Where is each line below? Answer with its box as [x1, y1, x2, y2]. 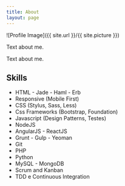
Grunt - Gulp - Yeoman [15, 134, 73, 141]
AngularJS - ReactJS [15, 127, 68, 135]
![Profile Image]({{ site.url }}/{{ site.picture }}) [6, 31, 120, 38]
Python [15, 154, 33, 161]
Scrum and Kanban [15, 166, 64, 174]
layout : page [6, 15, 39, 21]
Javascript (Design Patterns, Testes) [15, 115, 107, 122]
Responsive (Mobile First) [15, 95, 79, 102]
